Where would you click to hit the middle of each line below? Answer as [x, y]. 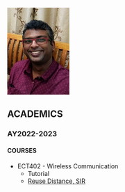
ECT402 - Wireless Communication [68, 166]
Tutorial [39, 173]
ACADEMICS [35, 114]
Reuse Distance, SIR [56, 181]
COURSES [22, 150]
